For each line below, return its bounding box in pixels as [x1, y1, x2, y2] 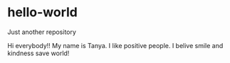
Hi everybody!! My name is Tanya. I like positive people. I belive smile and [7, 41, 224, 50]
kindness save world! [7, 49, 70, 57]
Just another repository [7, 28, 77, 36]
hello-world [7, 4, 78, 21]
